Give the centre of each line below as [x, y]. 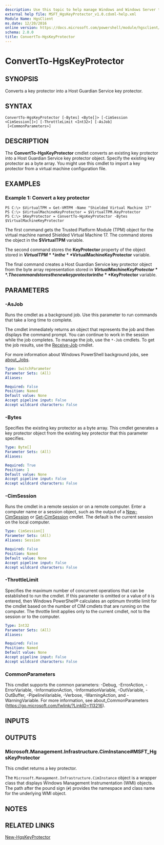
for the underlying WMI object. [36, 794]
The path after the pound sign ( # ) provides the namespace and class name [80, 788]
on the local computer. [28, 522]
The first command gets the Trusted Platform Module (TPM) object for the [79, 230]
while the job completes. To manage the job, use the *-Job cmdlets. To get [80, 340]
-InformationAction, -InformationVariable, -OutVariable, [89, 690]
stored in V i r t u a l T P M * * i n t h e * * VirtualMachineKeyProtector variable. [78, 255]
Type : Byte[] [18, 447]
